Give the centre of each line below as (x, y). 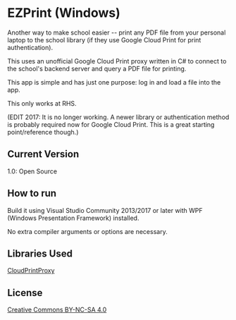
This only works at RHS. (42, 103)
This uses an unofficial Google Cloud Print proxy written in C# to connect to (117, 61)
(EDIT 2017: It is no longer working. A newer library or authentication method (118, 117)
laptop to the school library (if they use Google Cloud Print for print (104, 39)
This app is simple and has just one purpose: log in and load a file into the (114, 82)
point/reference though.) (43, 132)
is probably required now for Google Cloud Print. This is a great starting (111, 124)
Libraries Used (40, 253)
